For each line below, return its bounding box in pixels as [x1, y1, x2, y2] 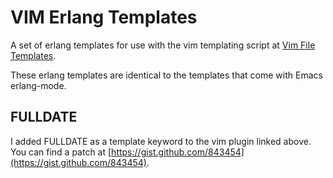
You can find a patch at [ [10, 146, 112, 158]
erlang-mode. [10, 79, 67, 91]
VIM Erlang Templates [10, 6, 198, 29]
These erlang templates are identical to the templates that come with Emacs [10, 69, 323, 81]
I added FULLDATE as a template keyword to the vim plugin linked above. [10, 135, 312, 147]
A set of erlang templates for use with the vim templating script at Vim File [10, 39, 316, 51]
